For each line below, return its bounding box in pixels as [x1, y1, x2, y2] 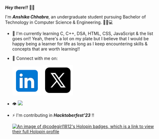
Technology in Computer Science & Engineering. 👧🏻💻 [5, 19, 113, 25]
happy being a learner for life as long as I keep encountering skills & [12, 41, 148, 46]
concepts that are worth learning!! [12, 46, 80, 52]
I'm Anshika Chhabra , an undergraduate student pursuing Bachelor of [5, 14, 146, 19]
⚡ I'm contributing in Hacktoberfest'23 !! [12, 112, 95, 118]
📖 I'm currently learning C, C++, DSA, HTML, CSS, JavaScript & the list [12, 31, 154, 36]
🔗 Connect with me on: [12, 56, 58, 61]
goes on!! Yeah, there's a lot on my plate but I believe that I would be [12, 36, 149, 41]
